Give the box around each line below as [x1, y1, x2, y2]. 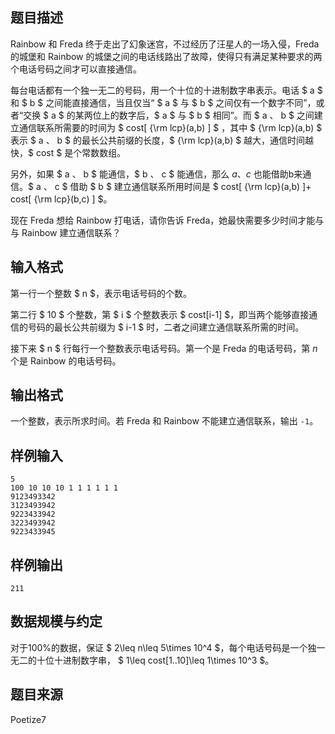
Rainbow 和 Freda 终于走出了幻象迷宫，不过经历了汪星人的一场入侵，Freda [10, 38, 320, 50]
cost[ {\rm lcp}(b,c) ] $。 [10, 193, 113, 205]
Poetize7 [10, 713, 47, 725]
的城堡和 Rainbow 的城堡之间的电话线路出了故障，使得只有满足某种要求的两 [10, 50, 323, 62]
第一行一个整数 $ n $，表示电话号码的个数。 [10, 287, 193, 299]
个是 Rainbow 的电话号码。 [10, 354, 122, 367]
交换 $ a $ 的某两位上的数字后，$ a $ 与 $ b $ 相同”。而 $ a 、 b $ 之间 [23, 109, 315, 121]
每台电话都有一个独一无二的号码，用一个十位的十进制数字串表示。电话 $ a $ [10, 84, 323, 96]
